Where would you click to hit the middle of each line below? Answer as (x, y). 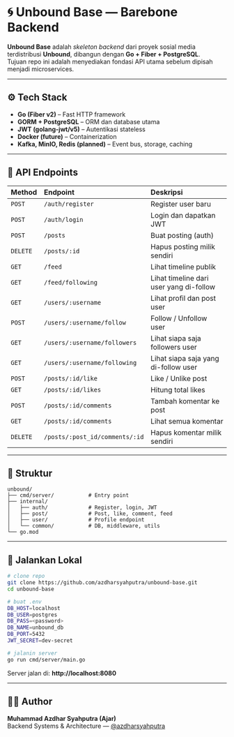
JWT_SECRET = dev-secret (40, 641)
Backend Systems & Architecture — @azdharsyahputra (86, 726)
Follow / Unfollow (179, 318)
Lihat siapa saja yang (185, 358)
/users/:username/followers (91, 342)
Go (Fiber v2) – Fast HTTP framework (71, 114)
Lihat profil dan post (183, 298)
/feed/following (71, 282)
